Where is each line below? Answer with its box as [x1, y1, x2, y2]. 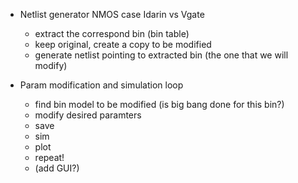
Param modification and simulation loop [19, 79, 184, 91]
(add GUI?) [34, 162, 80, 174]
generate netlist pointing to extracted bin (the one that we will [34, 49, 289, 61]
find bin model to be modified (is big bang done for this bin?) [34, 99, 285, 110]
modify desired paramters [34, 109, 142, 121]
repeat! [34, 152, 65, 163]
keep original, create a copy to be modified [34, 39, 212, 50]
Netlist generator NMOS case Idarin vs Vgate [19, 9, 205, 20]
